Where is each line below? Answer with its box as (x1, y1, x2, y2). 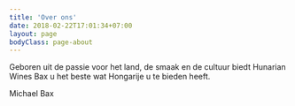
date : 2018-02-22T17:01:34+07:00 (9, 21, 133, 30)
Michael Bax (9, 88, 55, 99)
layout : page (9, 29, 58, 38)
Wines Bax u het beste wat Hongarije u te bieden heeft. (9, 72, 211, 82)
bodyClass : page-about (9, 37, 93, 47)
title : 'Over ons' (9, 12, 77, 22)
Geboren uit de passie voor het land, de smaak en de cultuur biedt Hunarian (9, 62, 286, 72)
